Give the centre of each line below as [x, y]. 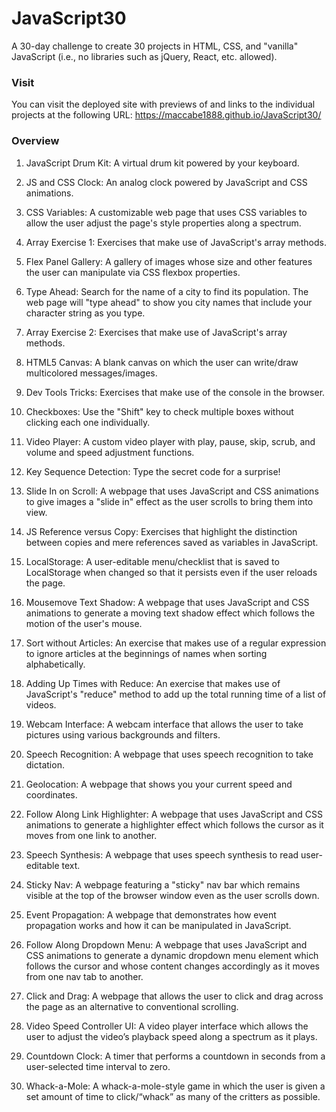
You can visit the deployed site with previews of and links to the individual [163, 104]
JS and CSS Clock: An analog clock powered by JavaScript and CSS [166, 182]
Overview [35, 141]
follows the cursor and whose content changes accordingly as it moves [172, 966]
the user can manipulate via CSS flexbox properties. [133, 272]
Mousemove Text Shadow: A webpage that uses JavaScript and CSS [167, 602]
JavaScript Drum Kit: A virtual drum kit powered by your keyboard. [162, 163]
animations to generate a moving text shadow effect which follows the [170, 613]
